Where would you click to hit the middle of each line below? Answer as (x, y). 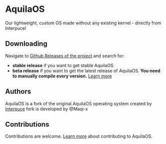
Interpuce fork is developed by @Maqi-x (47, 109)
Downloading (26, 44)
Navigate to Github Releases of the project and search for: (65, 56)
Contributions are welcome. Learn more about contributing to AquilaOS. (79, 136)
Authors (18, 92)
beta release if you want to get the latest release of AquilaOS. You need (86, 71)
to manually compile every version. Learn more (62, 76)
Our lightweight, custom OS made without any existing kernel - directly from (83, 23)
